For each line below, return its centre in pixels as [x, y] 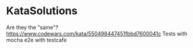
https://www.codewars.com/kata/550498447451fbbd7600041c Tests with [97, 33]
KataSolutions [42, 11]
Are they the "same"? [32, 27]
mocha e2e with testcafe [37, 40]
